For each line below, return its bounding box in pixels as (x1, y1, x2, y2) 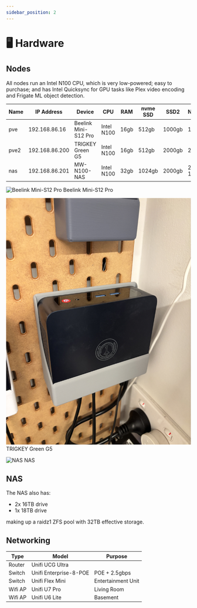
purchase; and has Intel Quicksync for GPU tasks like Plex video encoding (6, 86, 185, 93)
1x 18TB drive (14, 507, 47, 514)
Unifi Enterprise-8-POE (31, 569, 90, 576)
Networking (6, 535, 51, 545)
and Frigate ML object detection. (6, 92, 85, 99)
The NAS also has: (6, 489, 51, 496)
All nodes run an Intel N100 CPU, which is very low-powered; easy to (6, 79, 172, 86)
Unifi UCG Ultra (31, 561, 69, 568)
